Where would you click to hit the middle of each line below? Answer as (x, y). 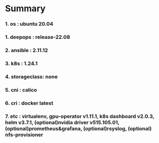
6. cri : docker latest (29, 103)
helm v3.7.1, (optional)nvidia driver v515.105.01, (62, 122)
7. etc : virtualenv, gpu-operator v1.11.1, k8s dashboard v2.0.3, (80, 116)
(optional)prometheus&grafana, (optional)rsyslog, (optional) (78, 128)
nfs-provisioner (24, 135)
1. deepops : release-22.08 (38, 37)
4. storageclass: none (31, 77)
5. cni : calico (21, 90)
